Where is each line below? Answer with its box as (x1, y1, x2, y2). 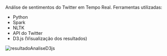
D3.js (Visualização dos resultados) (12, 35, 88, 41)
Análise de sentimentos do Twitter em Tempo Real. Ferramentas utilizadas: (5, 5, 162, 10)
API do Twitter (12, 30, 43, 36)
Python (12, 14, 28, 20)
